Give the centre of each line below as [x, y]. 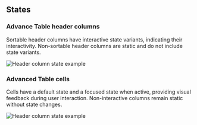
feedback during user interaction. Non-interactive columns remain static [95, 98]
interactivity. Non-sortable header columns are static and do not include [95, 46]
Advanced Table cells [38, 79]
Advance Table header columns [53, 27]
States [18, 10]
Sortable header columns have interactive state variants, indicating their [94, 39]
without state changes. [34, 104]
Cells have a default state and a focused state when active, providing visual [99, 92]
